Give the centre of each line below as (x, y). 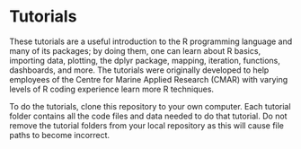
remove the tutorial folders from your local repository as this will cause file (147, 125)
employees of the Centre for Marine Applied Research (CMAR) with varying (149, 79)
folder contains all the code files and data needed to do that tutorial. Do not (148, 116)
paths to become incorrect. (60, 135)
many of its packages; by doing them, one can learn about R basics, (135, 50)
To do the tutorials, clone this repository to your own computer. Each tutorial (150, 106)
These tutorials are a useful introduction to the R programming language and (151, 41)
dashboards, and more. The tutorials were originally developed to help (139, 70)
